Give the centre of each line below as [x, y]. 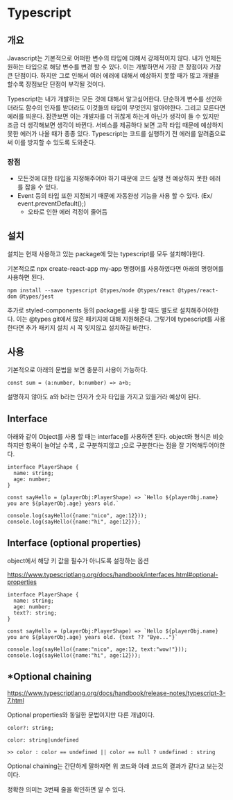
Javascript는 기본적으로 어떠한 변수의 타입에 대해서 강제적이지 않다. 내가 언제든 [114, 58]
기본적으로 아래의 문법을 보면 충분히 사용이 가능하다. [77, 369]
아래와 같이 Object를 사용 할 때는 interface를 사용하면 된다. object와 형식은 [109, 436]
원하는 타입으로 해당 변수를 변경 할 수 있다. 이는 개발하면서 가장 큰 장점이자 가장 [114, 67]
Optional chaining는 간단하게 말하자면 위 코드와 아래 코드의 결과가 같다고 [106, 766]
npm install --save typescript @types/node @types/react [91, 291]
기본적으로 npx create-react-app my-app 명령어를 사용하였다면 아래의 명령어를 [115, 269]
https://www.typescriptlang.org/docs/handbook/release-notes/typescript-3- [116, 693]
